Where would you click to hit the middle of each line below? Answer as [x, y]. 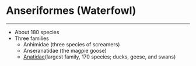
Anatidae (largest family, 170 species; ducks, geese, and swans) [99, 57]
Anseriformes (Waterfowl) [71, 11]
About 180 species [37, 32]
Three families [32, 38]
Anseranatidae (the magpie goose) [65, 50]
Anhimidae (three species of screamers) [71, 44]
